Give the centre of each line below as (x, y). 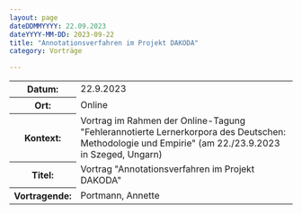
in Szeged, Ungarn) (122, 154)
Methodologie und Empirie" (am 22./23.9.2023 (180, 143)
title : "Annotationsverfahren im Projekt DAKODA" (104, 43)
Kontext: (42, 138)
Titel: (42, 174)
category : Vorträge (46, 51)
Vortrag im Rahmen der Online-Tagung (163, 120)
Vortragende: (43, 196)
